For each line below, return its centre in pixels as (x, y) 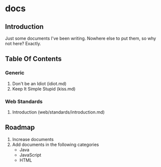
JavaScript (30, 155)
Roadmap (20, 128)
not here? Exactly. (23, 44)
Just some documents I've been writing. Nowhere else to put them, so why (81, 38)
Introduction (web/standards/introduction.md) (58, 112)
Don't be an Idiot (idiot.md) (39, 83)
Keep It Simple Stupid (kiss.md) (44, 89)
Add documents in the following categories (56, 144)
